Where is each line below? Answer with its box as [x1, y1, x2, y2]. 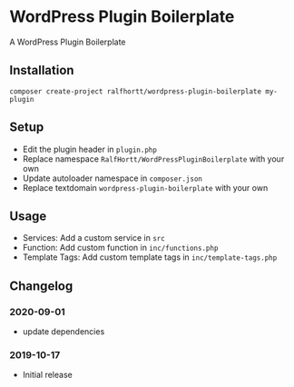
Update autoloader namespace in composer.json [22, 173, 202, 184]
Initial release [22, 370, 73, 381]
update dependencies [22, 326, 105, 337]
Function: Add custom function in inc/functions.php [22, 243, 219, 253]
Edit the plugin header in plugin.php [22, 144, 157, 154]
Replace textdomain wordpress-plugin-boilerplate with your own [22, 182, 269, 193]
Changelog [9, 278, 73, 293]
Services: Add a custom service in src [22, 233, 165, 243]
